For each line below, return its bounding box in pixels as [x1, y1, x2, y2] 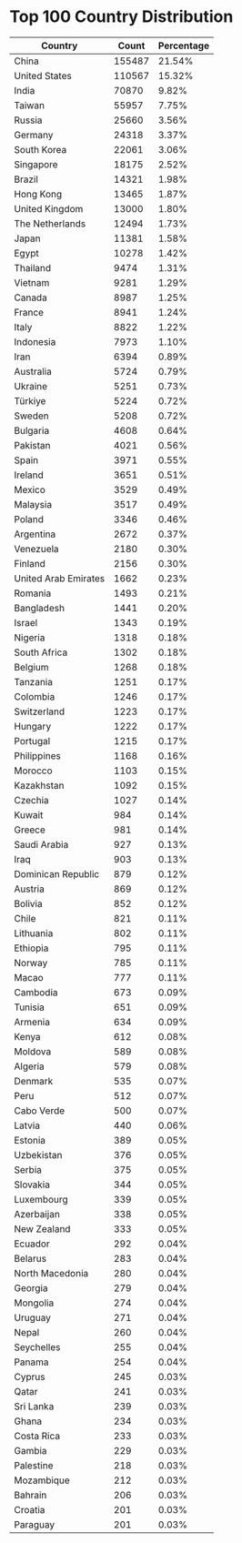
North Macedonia [14, 1266, 89, 1279]
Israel [14, 616, 38, 629]
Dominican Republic [14, 867, 100, 880]
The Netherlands [14, 217, 86, 229]
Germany [14, 128, 54, 141]
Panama [14, 1356, 49, 1368]
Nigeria [14, 630, 45, 643]
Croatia [14, 1503, 45, 1516]
